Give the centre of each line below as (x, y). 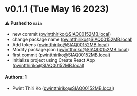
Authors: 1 (16, 77)
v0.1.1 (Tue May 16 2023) (57, 9)
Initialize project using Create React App (54, 60)
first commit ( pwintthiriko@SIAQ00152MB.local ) (61, 55)
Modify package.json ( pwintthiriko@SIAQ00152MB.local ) (70, 50)
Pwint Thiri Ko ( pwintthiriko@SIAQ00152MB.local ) (63, 88)
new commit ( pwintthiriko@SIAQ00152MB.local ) (62, 34)
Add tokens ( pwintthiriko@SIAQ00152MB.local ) (61, 45)
